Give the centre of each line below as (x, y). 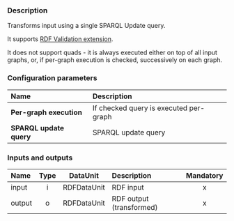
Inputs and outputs (40, 158)
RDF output (130, 199)
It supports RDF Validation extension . (60, 39)
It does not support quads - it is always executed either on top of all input (112, 53)
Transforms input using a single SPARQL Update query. (86, 26)
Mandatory (204, 175)
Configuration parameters (52, 78)
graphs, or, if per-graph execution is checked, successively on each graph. (115, 60)
